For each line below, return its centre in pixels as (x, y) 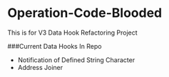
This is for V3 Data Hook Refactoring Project (72, 32)
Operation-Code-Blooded (85, 13)
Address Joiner (40, 67)
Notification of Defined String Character (76, 60)
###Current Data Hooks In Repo (55, 46)
